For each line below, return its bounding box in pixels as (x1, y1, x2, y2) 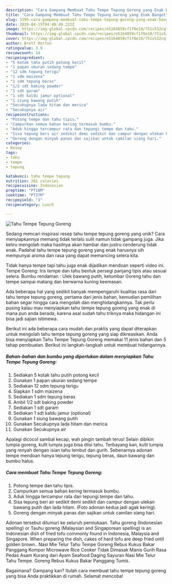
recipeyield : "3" (6, 197, 43, 203)
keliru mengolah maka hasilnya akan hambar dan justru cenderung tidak (6, 241, 157, 248)
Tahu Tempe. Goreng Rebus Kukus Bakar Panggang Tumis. (6, 557, 130, 564)
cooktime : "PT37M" (6, 193, 45, 198)
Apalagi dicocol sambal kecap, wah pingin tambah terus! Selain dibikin (6, 436, 154, 442)
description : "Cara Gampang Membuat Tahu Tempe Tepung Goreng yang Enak (6, 7, 164, 13)
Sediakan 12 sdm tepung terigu (13, 383, 79, 389)
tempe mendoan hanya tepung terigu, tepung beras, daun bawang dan (6, 452, 155, 458)
